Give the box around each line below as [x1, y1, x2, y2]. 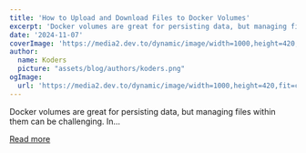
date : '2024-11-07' [9, 30, 84, 39]
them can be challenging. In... [9, 116, 121, 127]
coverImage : [9, 38, 55, 48]
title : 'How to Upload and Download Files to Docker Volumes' [9, 13, 250, 23]
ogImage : [9, 73, 43, 82]
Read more [9, 133, 51, 144]
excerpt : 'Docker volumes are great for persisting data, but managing [9, 22, 287, 31]
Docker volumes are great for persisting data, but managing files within [9, 106, 276, 117]
